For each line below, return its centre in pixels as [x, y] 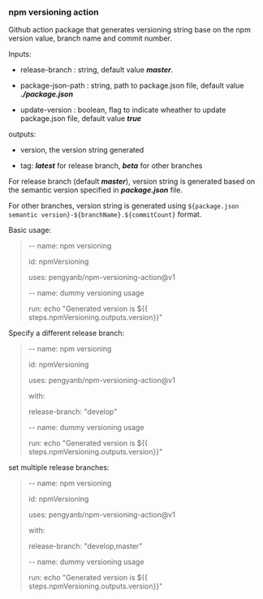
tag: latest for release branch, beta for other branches [111, 166]
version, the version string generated [82, 150]
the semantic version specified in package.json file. [95, 190]
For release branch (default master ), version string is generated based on [132, 182]
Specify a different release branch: [66, 333]
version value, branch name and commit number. [91, 38]
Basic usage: [30, 231]
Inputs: [20, 54]
